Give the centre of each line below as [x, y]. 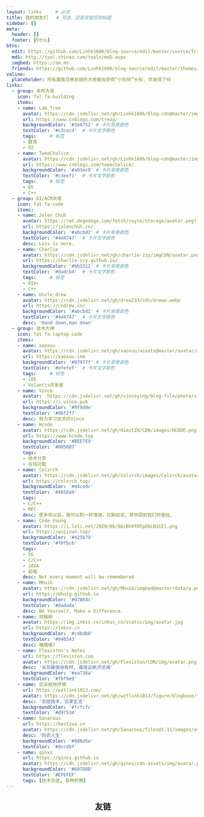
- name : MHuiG [35, 583]
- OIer [31, 283]
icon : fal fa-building [46, 97]
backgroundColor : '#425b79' [58, 538]
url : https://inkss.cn [51, 628]
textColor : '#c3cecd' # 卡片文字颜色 [69, 131]
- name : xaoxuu [36, 345]
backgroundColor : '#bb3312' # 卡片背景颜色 [75, 266]
